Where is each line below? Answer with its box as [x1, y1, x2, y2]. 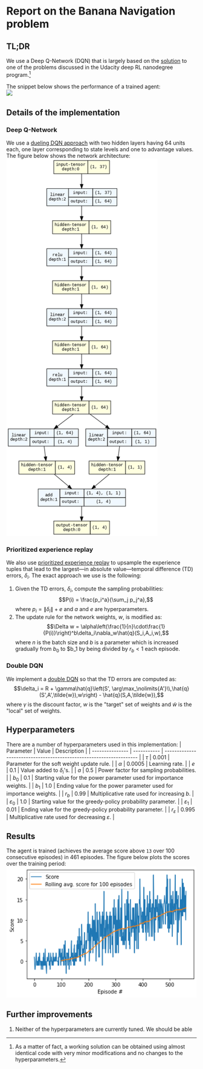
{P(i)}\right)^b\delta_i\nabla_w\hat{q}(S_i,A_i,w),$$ [43, 629, 169, 636]
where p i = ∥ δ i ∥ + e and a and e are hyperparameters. [14, 605, 149, 614]
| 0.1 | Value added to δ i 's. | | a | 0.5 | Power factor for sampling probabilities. [6, 767, 196, 775]
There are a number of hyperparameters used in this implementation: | [6, 740, 181, 748]
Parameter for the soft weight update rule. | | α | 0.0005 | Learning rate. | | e [6, 760, 195, 767]
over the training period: [6, 860, 66, 868]
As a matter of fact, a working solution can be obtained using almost [14, 1042, 185, 1050]
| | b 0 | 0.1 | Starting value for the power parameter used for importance [6, 774, 184, 783]
